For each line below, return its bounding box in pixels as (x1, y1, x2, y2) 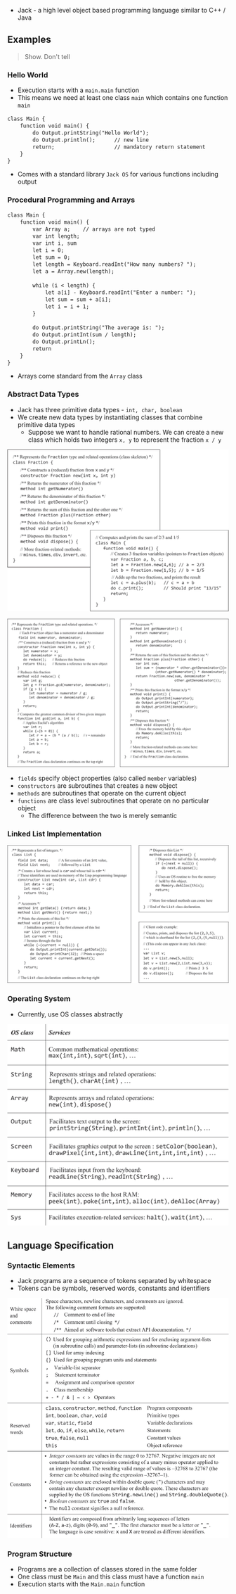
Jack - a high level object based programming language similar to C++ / (17, 6, 226, 14)
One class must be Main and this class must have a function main (17, 1572, 204, 1581)
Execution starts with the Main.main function (17, 1580, 145, 1588)
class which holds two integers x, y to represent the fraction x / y (27, 435, 222, 444)
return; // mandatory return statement (32, 144, 206, 151)
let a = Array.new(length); (32, 268, 114, 275)
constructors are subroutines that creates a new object (17, 782, 178, 790)
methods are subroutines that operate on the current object (17, 789, 186, 797)
